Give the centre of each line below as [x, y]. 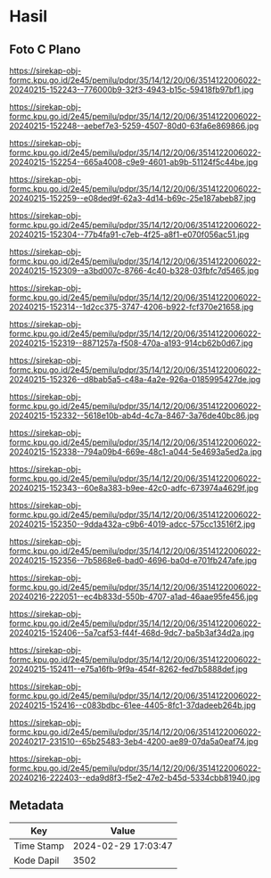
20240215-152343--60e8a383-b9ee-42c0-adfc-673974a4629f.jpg [134, 488]
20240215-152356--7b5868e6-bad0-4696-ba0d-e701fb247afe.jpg [133, 560]
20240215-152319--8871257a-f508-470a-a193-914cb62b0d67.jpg [131, 343]
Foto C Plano [45, 49]
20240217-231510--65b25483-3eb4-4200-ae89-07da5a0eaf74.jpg [134, 741]
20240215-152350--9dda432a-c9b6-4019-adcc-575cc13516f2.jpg [132, 524]
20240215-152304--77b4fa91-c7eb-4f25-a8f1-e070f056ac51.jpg [129, 234]
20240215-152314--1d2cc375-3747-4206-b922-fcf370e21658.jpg [131, 307]
